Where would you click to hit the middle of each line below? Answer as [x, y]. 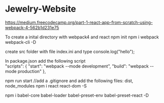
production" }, [32, 71]
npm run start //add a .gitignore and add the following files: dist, [69, 81]
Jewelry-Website [41, 9]
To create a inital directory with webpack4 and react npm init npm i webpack [82, 37]
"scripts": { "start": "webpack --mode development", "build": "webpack [77, 66]
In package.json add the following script [45, 61]
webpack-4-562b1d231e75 [32, 27]
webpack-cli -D [21, 42]
